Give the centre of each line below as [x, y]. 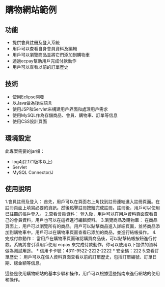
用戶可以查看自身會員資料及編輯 [44, 49]
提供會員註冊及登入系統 [36, 43]
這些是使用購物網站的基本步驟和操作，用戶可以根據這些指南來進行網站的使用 [82, 274]
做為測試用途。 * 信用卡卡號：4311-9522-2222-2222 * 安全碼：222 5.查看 [80, 251]
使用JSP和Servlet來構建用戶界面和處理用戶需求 [60, 109]
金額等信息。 [31, 263]
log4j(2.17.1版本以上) [32, 161]
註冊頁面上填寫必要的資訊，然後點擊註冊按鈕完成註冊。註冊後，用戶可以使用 [82, 208]
